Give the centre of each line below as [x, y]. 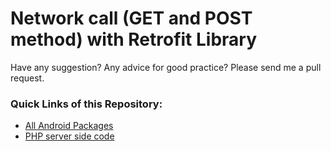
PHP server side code [69, 136]
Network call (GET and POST [131, 18]
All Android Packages [69, 126]
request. [27, 78]
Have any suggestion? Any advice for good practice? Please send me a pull [166, 67]
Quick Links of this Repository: [86, 104]
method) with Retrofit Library [134, 39]
